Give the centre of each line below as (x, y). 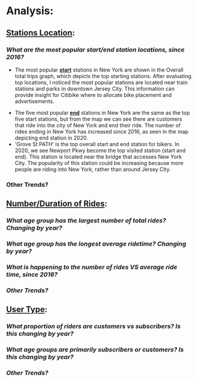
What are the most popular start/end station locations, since (96, 50)
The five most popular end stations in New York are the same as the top (102, 112)
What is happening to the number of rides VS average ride (92, 267)
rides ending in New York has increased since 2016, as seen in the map (101, 131)
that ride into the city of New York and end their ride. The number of (98, 125)
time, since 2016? (32, 275)
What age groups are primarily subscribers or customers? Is (95, 350)
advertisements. (34, 101)
